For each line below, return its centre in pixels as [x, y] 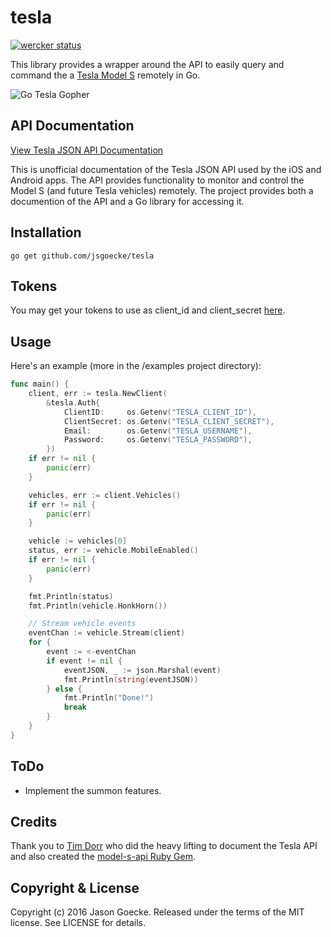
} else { [64, 689]
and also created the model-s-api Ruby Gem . [103, 857]
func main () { [40, 384]
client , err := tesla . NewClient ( [98, 394]
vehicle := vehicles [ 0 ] [78, 541]
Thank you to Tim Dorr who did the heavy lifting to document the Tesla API [164, 846]
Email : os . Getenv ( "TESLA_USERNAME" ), [158, 431]
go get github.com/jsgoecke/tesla [82, 256]
